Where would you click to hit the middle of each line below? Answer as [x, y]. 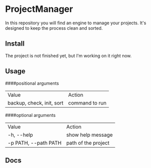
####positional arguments [32, 83]
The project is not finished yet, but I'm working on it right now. [69, 56]
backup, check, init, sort [35, 103]
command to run [87, 103]
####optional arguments [30, 115]
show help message [89, 135]
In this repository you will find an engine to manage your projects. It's [76, 23]
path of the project [88, 143]
